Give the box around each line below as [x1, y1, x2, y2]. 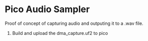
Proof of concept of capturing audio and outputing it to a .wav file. [5, 20, 143, 26]
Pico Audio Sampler [5, 4, 90, 15]
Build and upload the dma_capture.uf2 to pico [12, 30, 108, 36]
